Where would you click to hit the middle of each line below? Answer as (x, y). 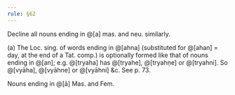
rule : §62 (22, 14)
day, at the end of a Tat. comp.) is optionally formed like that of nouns (108, 55)
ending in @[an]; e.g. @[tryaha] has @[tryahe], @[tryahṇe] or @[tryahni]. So (117, 62)
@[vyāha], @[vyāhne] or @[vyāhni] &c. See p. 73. (79, 70)
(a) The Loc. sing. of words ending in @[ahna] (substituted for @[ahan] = (113, 47)
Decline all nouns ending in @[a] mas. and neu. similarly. (89, 34)
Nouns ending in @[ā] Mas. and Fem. (61, 83)
